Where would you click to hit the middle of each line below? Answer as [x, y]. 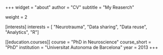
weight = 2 [16, 17]
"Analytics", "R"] [22, 32]
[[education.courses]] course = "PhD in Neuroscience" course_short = [78, 42]
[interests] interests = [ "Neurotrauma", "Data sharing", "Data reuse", [76, 27]
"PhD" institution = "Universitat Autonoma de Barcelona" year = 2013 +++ [82, 47]
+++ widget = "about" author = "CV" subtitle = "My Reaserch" [70, 7]
